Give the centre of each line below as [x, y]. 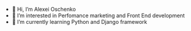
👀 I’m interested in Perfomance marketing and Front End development [98, 15]
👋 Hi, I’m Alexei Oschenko [44, 9]
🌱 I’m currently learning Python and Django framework [80, 22]
